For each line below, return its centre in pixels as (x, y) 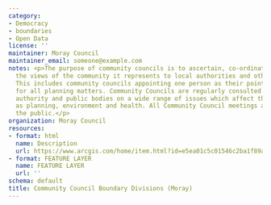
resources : (27, 128)
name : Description (47, 143)
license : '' (28, 46)
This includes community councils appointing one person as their (129, 83)
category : (25, 16)
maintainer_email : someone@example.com (75, 61)
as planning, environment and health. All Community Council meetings (137, 106)
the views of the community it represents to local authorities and (133, 76)
